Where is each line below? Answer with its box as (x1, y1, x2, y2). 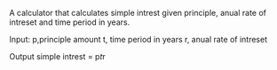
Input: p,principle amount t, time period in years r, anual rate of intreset (9, 35, 268, 44)
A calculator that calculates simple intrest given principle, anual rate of (9, 8, 267, 18)
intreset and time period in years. (9, 17, 131, 27)
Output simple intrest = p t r (9, 51, 107, 61)
